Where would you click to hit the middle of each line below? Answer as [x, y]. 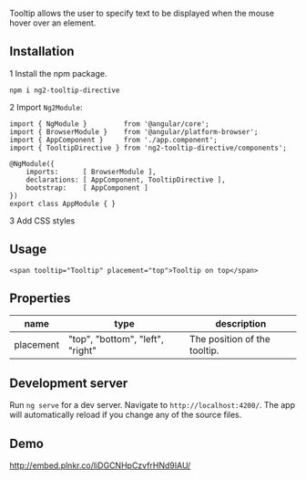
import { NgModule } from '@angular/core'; [109, 124]
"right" [82, 350]
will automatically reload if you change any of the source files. [126, 415]
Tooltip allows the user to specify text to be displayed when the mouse [142, 13]
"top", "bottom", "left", [116, 339]
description [241, 324]
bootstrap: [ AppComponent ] [87, 188]
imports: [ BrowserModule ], [91, 172]
